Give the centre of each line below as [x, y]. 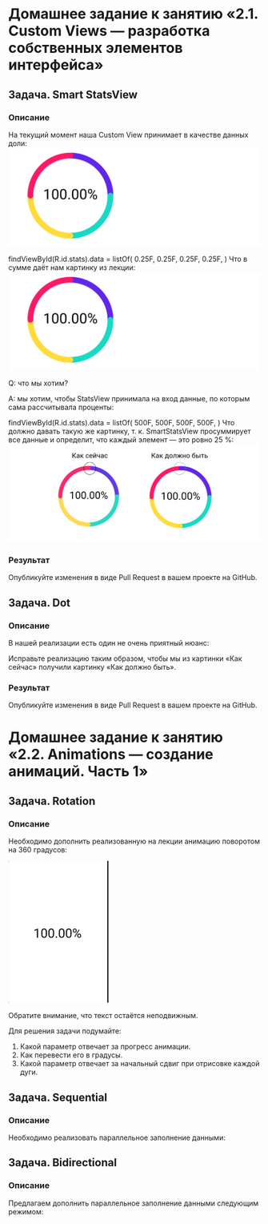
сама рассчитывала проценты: [61, 407]
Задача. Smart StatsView [73, 94]
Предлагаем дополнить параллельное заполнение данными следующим [134, 1203]
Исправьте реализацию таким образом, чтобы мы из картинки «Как [125, 658]
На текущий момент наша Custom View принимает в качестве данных [128, 135]
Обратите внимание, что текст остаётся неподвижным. [103, 1016]
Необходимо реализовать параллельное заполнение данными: [117, 1137]
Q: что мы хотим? [38, 383]
